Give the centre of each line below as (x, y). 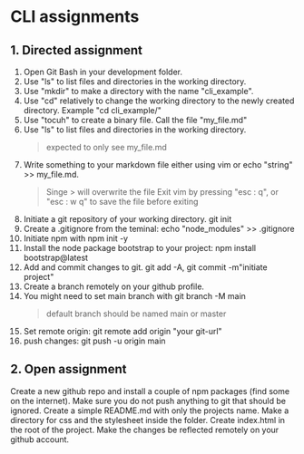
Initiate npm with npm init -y (76, 238)
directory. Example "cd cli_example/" (93, 110)
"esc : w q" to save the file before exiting (122, 202)
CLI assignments (75, 17)
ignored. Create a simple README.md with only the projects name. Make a (150, 411)
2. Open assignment (69, 369)
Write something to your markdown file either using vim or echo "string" (158, 164)
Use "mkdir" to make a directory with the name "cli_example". (138, 91)
